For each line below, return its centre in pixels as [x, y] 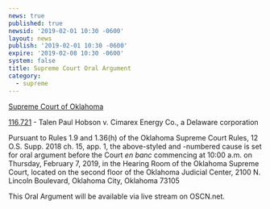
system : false [32, 61]
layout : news [30, 38]
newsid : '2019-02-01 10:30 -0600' [66, 31]
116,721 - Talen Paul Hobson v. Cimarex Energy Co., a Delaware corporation [134, 122]
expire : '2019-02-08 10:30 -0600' [66, 53]
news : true [27, 16]
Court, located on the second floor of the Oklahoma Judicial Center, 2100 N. [135, 172]
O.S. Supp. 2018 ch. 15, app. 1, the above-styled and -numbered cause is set [135, 146]
